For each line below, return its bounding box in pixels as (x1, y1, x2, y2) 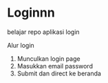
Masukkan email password (17, 62, 93, 70)
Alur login (7, 41, 34, 49)
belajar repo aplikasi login (7, 28, 80, 36)
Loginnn (7, 5, 55, 21)
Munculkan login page (17, 54, 80, 63)
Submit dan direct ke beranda (17, 69, 102, 77)
